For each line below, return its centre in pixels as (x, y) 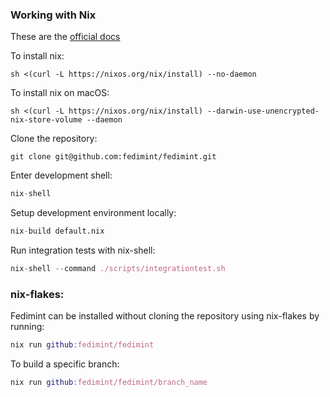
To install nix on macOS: (60, 93)
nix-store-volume (46, 120)
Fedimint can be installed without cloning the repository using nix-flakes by (165, 316)
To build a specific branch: (65, 364)
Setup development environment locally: (93, 213)
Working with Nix (53, 15)
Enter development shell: (61, 175)
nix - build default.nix (57, 231)
